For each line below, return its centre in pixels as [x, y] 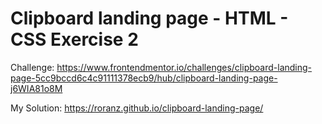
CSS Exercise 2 [74, 39]
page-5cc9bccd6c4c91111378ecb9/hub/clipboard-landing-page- [144, 78]
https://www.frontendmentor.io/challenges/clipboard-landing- [184, 67]
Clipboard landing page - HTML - [149, 18]
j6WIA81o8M [36, 88]
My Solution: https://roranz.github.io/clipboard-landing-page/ [137, 108]
